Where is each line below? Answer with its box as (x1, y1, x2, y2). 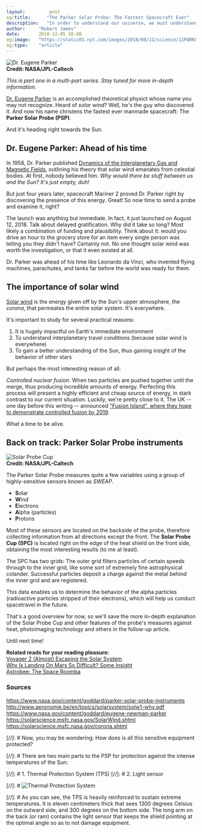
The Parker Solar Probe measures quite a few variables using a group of (6, 472, 185, 479)
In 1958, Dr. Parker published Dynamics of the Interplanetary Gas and (6, 159, 178, 166)
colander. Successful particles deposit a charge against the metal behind (6, 570, 187, 578)
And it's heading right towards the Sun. (6, 126, 103, 133)
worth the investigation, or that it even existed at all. (6, 246, 134, 253)
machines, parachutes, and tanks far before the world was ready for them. (6, 264, 191, 271)
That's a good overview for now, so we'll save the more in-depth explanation (6, 613, 196, 620)
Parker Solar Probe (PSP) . (6, 114, 72, 121)
